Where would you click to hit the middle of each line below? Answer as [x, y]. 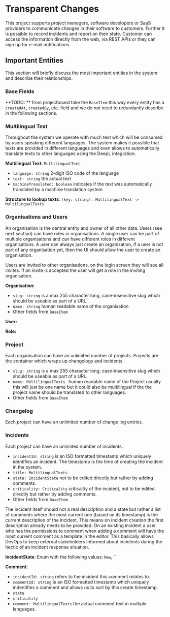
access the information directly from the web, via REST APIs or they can [80, 39]
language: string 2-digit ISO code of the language [66, 173]
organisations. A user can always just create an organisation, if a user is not [84, 244]
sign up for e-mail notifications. [38, 44]
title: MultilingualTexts [40, 473]
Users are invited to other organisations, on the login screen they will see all [84, 265]
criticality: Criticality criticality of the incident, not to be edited [83, 488]
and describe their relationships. [39, 78]
